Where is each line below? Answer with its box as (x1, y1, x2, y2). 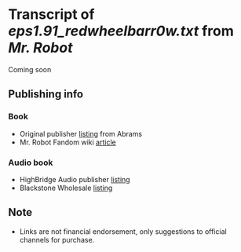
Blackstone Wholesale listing (19, 183, 113, 192)
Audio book (8, 157, 53, 168)
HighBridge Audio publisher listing (19, 174, 131, 184)
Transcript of (8, 5, 95, 24)
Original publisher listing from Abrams (19, 129, 143, 138)
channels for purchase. (19, 235, 95, 244)
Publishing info (8, 88, 84, 101)
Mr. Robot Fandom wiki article (19, 137, 116, 147)
